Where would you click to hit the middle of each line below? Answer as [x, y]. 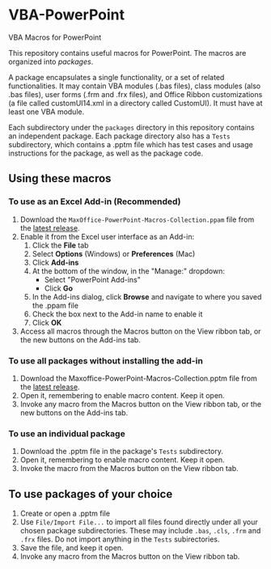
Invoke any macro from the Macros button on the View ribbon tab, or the [140, 404]
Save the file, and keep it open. [72, 548]
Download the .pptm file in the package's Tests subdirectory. [122, 452]
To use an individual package [67, 433]
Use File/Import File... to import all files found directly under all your [139, 522]
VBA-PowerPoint [67, 15]
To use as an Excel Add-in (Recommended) [95, 202]
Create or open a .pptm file [65, 514]
